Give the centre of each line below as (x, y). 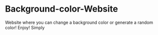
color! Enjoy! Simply (25, 27)
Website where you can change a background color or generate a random (79, 22)
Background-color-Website (61, 9)
